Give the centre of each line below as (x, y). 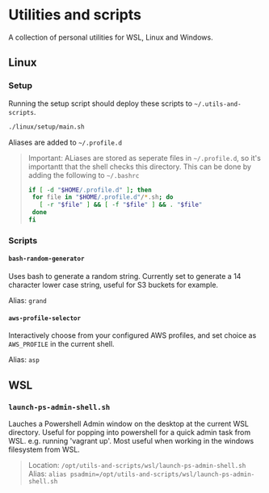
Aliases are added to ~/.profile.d (65, 142)
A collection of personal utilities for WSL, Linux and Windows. (111, 37)
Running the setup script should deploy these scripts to (100, 103)
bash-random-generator (46, 259)
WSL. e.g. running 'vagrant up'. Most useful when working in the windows (131, 440)
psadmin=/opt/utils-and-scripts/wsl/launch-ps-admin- (162, 474)
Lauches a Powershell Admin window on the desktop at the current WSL (128, 423)
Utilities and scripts (75, 15)
